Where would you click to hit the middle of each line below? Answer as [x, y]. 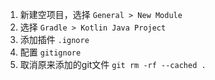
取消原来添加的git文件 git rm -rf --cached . [113, 64]
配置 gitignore [50, 52]
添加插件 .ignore [54, 39]
